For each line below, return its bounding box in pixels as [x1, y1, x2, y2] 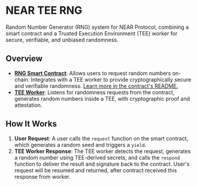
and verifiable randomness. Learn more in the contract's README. [14, 82, 178, 89]
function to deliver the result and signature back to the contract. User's [14, 160, 190, 167]
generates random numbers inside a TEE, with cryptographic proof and [14, 95, 190, 102]
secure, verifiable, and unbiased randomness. [5, 36, 119, 43]
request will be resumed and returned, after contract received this [14, 166, 177, 174]
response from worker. [14, 173, 71, 180]
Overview [5, 53, 43, 64]
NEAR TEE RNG [5, 4, 83, 17]
